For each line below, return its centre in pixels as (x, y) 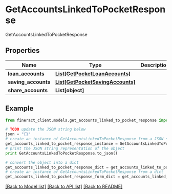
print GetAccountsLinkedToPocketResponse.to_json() (61, 153)
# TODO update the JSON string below (46, 130)
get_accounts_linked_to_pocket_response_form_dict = (63, 177)
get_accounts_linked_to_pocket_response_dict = (57, 167)
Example (19, 109)
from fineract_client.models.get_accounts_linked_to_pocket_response (81, 120)
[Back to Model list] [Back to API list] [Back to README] (64, 187)
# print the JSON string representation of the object (65, 148)
